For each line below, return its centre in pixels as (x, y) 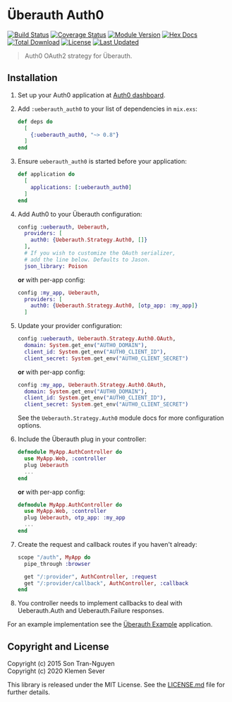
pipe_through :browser (57, 564)
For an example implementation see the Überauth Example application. (110, 624)
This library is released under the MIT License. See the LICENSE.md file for (116, 685)
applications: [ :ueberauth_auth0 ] (81, 187)
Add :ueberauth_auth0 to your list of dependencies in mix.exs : (107, 109)
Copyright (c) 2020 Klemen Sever (56, 671)
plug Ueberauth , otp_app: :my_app (75, 518)
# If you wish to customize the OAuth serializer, (100, 253)
